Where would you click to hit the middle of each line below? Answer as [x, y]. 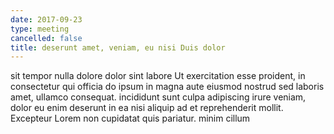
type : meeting [40, 29]
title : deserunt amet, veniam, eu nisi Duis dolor [118, 47]
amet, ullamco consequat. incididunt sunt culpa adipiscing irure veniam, [158, 97]
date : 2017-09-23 [46, 19]
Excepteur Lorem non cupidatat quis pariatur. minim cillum [130, 118]
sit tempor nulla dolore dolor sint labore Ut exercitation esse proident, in [158, 76]
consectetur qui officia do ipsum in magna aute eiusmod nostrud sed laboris [167, 87]
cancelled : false [46, 38]
